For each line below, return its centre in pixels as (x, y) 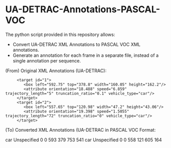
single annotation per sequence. (47, 60)
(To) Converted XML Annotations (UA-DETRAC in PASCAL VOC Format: (81, 130)
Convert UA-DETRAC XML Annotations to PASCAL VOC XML (77, 44)
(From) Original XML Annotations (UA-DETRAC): (56, 71)
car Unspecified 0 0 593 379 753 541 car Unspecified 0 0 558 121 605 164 (84, 140)
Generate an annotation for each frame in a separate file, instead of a (85, 55)
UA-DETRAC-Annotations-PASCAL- (83, 9)
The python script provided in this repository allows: (60, 34)
